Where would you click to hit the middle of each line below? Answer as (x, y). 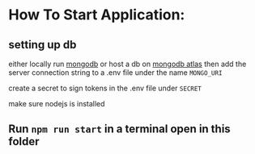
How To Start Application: (97, 15)
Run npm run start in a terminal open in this (119, 129)
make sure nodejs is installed (57, 104)
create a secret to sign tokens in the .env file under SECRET (105, 88)
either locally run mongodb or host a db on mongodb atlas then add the (127, 64)
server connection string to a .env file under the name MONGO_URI (115, 73)
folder (24, 142)
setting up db (42, 45)
